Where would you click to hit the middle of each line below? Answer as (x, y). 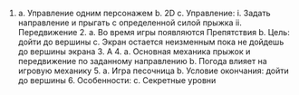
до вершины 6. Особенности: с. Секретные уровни (117, 80)
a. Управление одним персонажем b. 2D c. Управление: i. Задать (144, 13)
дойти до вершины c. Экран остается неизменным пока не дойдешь (151, 42)
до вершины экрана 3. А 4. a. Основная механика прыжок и (134, 52)
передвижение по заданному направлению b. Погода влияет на (142, 61)
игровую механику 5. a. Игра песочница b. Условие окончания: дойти (154, 71)
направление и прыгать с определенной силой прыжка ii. (130, 23)
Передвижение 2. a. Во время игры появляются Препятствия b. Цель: (154, 32)
